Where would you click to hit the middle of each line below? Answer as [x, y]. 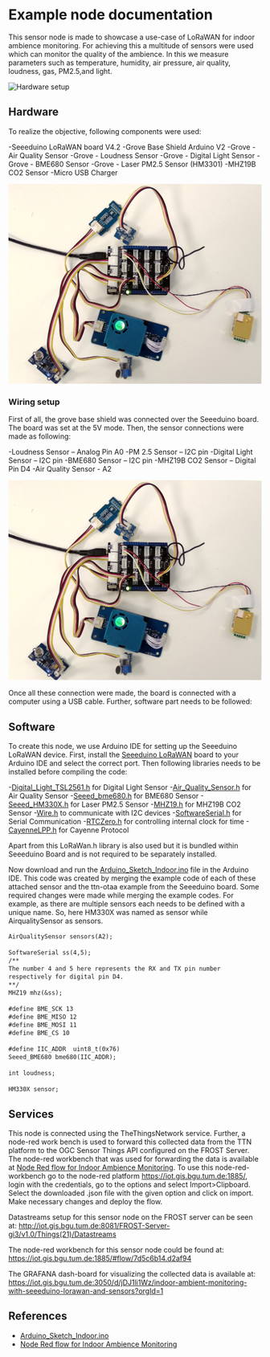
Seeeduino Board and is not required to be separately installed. [112, 854]
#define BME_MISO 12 [43, 1017]
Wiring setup [34, 402]
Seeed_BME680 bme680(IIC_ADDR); [62, 1057]
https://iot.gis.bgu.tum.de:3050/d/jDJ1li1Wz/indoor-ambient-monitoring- [128, 1282]
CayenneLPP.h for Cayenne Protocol [69, 830]
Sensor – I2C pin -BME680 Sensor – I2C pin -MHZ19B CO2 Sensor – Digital [132, 460]
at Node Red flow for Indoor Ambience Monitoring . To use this [111, 1167]
